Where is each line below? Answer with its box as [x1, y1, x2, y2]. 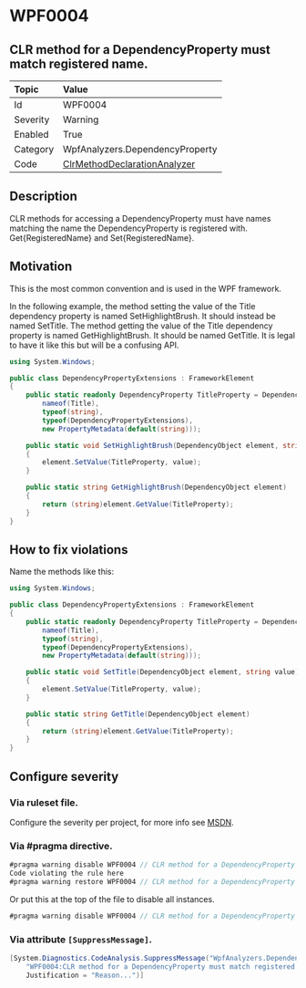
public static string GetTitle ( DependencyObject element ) [25, 709, 250, 719]
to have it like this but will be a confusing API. [9, 339, 179, 350]
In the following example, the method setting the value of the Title [9, 300, 256, 311]
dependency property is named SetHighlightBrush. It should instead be [9, 310, 276, 321]
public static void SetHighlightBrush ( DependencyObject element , [25, 441, 280, 450]
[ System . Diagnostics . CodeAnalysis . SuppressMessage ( [9, 953, 209, 962]
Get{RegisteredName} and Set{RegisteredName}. [9, 232, 195, 243]
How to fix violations [9, 542, 128, 557]
